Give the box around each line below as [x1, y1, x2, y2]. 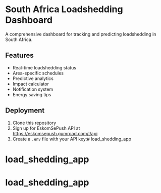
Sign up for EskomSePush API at [12, 125, 80, 131]
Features [5, 51, 34, 60]
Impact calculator [12, 81, 49, 87]
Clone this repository [12, 120, 57, 126]
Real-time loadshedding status [12, 64, 77, 70]
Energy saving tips [12, 91, 51, 97]
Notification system [12, 86, 53, 92]
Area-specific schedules [12, 70, 64, 76]
